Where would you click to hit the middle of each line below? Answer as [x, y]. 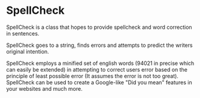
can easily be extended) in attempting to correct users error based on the [97, 69]
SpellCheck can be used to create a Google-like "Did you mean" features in [99, 82]
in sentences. [23, 33]
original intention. [28, 51]
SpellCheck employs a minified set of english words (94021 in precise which [100, 63]
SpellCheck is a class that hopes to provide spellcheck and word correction [99, 27]
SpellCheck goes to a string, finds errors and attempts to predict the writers [99, 45]
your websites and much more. [44, 88]
